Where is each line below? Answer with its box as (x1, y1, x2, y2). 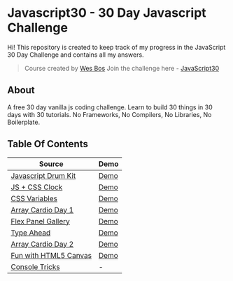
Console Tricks (10, 261, 61, 271)
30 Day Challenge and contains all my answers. (7, 50, 145, 59)
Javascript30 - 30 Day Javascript (7, 5, 206, 21)
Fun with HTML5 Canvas (10, 250, 92, 260)
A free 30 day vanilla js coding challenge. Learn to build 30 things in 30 (7, 103, 213, 111)
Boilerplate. (7, 118, 41, 126)
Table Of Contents (7, 138, 89, 150)
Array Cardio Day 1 (10, 205, 74, 214)
